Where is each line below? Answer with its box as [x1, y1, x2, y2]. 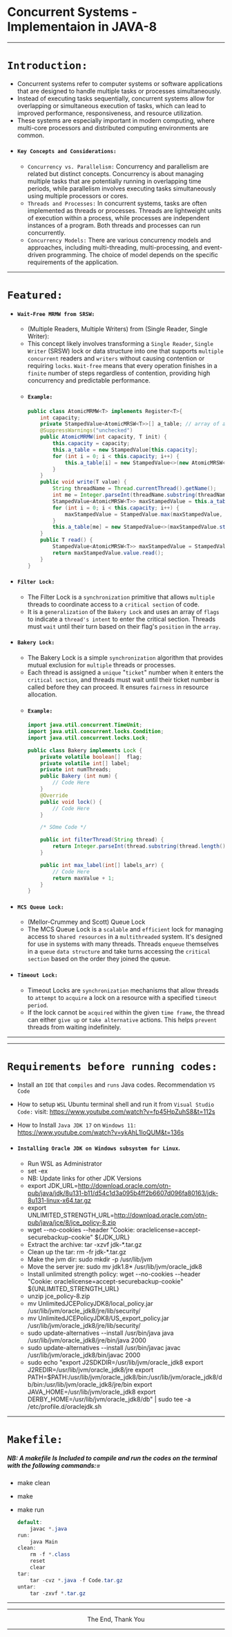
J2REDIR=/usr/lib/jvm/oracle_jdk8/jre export [27, 1365, 154, 1374]
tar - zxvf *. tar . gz [30, 1590, 86, 1597]
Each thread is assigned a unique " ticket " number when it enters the [27, 668, 224, 676]
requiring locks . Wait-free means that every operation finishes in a [27, 362, 217, 370]
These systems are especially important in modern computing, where [17, 116, 215, 125]
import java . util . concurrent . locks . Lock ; [27, 734, 148, 742]
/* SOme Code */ [40, 824, 87, 831]
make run [17, 1505, 45, 1514]
